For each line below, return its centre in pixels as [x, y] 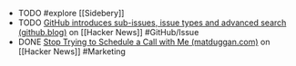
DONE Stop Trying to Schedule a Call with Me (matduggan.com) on [144, 42]
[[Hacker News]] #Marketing [71, 52]
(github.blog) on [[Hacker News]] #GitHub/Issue [108, 32]
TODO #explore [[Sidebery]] [71, 13]
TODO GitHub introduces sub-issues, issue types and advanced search [152, 23]
